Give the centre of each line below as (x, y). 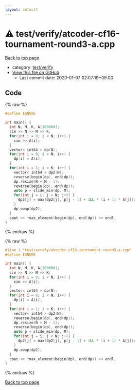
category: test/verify (33, 67)
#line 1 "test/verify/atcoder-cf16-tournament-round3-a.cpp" (68, 250)
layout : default (21, 10)
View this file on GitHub (36, 72)
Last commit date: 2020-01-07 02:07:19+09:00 (66, 77)
